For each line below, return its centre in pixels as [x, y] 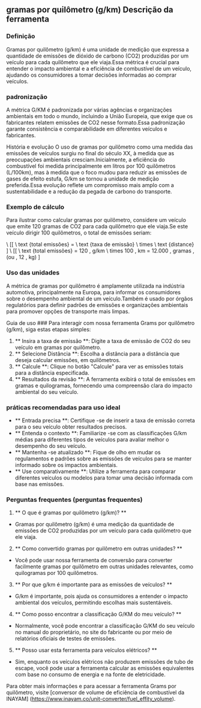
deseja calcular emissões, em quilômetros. [68, 360]
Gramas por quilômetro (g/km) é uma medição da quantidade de [94, 525]
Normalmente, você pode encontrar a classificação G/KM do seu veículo [105, 626]
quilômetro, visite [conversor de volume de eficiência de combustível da [95, 692]
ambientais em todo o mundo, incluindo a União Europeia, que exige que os [100, 116]
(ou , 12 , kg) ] [23, 257]
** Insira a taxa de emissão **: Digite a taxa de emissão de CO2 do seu [103, 341]
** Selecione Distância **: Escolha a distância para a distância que [97, 354]
